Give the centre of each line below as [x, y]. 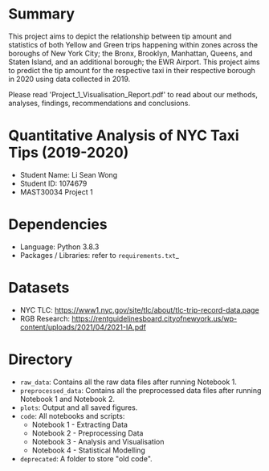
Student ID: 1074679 [53, 183]
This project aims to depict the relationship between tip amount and [120, 36]
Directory [41, 359]
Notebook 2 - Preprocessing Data [88, 433]
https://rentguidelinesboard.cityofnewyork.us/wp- [155, 318]
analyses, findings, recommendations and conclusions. [100, 103]
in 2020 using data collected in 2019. [69, 79]
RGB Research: [45, 318]
